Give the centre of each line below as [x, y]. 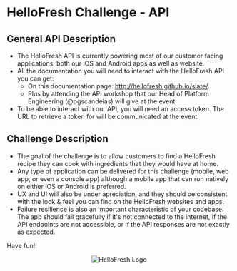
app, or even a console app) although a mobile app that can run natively [123, 178]
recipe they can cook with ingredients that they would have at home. [118, 163]
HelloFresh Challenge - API [88, 12]
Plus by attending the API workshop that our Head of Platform [118, 94]
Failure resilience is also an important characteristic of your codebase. [120, 209]
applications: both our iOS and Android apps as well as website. [111, 63]
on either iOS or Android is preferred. [71, 186]
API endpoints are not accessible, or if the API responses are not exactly [123, 224]
